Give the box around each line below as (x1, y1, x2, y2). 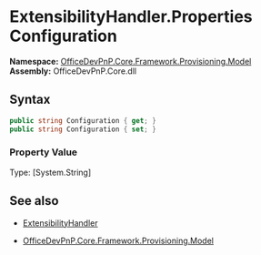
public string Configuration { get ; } (9, 116, 156, 125)
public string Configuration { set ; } (9, 125, 156, 134)
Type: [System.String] (9, 167, 92, 178)
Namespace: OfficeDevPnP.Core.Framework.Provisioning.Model (9, 56, 252, 66)
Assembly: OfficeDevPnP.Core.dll (9, 66, 137, 76)
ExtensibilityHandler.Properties (9, 6, 253, 27)
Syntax (9, 92, 51, 107)
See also (9, 193, 59, 209)
